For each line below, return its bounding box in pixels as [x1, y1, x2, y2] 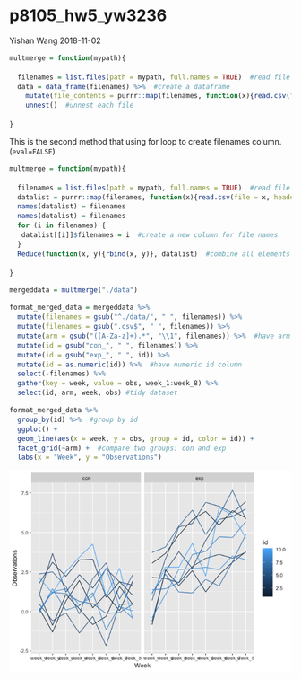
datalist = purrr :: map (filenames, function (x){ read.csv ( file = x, [17, 192, 271, 202]
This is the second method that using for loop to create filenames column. [9, 136, 282, 146]
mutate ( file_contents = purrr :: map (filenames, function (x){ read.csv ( [25, 92, 291, 101]
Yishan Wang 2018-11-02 [9, 35, 101, 46]
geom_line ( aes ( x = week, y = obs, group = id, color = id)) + [17, 434, 254, 443]
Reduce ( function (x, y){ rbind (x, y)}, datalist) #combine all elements [17, 249, 291, 259]
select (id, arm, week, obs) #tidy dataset [17, 388, 178, 398]
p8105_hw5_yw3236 [9, 5, 168, 26]
